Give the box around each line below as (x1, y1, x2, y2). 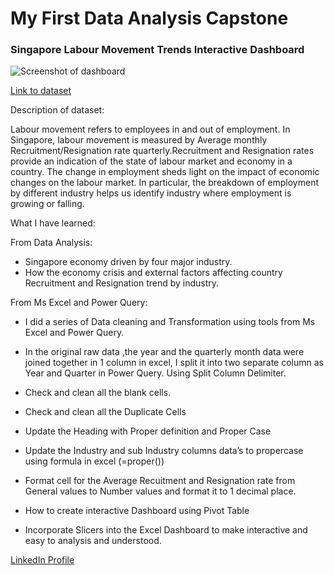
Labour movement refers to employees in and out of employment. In (10, 123, 291, 136)
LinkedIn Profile (10, 554, 75, 566)
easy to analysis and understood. (24, 535, 162, 547)
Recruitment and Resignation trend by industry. (24, 277, 220, 289)
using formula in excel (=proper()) (24, 455, 165, 467)
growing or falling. (10, 198, 85, 210)
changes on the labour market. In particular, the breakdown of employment (10, 177, 319, 189)
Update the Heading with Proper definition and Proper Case (24, 425, 272, 437)
